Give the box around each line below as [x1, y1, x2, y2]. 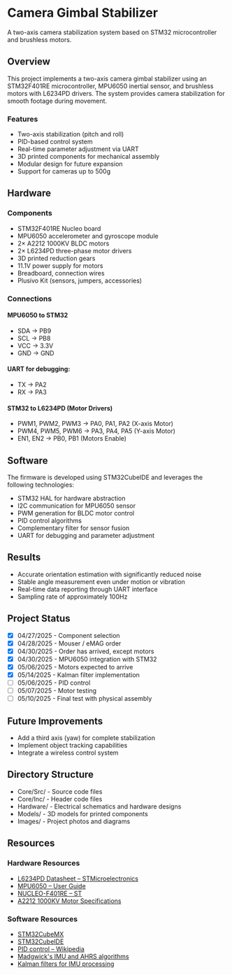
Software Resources [7, 914, 78, 924]
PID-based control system [17, 138, 93, 146]
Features [7, 114, 38, 124]
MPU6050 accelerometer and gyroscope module [17, 232, 159, 240]
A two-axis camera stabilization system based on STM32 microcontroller [7, 28, 217, 36]
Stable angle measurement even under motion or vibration [17, 577, 185, 585]
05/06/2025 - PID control [17, 678, 91, 687]
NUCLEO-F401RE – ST [17, 889, 82, 897]
